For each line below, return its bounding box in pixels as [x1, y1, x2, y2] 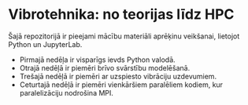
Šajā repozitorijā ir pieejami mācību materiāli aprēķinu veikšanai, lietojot [8, 31, 240, 41]
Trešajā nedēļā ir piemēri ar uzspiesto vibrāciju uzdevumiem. [19, 71, 217, 81]
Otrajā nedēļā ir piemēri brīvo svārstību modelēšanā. [19, 63, 191, 72]
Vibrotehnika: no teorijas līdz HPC [8, 5, 235, 24]
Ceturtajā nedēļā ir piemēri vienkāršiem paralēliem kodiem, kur [19, 80, 223, 89]
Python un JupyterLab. [8, 39, 83, 49]
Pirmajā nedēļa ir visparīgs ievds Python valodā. [19, 55, 176, 64]
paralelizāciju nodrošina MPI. [19, 88, 114, 97]
